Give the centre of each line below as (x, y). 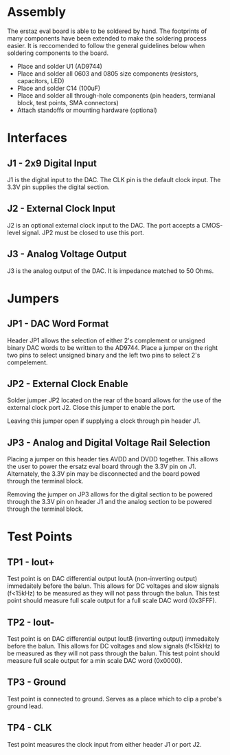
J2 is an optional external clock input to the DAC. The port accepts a (104, 225)
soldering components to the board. (58, 53)
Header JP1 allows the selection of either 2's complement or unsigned (106, 340)
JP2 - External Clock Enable (68, 383)
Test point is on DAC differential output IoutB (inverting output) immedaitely (113, 639)
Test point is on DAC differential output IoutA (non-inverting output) (102, 579)
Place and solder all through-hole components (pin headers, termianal (116, 95)
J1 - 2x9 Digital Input (52, 163)
